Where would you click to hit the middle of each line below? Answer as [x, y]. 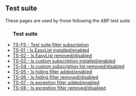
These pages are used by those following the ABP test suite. [68, 20]
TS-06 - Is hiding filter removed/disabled [55, 77]
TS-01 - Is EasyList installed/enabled [51, 50]
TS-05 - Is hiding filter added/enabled [52, 72]
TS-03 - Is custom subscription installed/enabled [64, 61]
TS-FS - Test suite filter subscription [51, 45]
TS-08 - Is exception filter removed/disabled [59, 88]
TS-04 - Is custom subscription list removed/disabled [69, 67]
